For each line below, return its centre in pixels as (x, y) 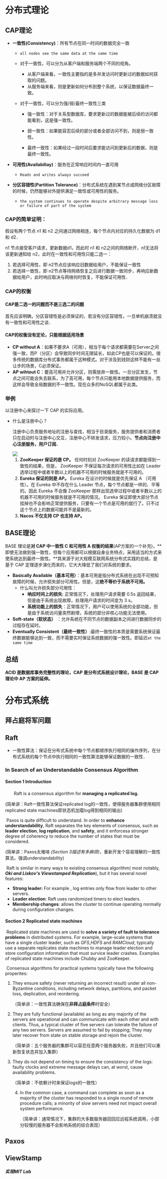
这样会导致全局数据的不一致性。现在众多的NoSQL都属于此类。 (76, 384)
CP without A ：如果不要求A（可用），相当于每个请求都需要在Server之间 (85, 347)
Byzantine (23, 988)
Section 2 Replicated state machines (44, 921)
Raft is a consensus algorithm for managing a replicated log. (76, 794)
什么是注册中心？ (30, 421)
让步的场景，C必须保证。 (38, 365)
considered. (17, 842)
